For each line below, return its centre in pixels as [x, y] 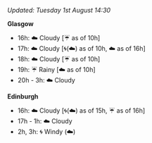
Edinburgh [23, 97]
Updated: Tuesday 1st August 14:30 [59, 10]
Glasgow [20, 24]
